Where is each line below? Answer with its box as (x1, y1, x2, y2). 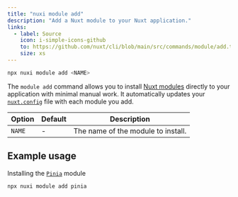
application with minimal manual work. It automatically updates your (7, 89, 205, 98)
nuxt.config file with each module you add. (7, 97, 135, 106)
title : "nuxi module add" (7, 10, 84, 18)
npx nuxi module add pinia (7, 182, 87, 190)
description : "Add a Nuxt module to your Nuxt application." (7, 17, 192, 24)
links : (7, 23, 27, 30)
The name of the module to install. (73, 125, 187, 135)
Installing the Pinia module (7, 169, 86, 177)
